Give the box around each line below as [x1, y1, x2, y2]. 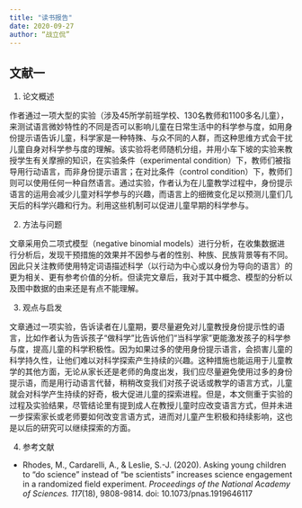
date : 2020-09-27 [9, 22, 75, 31]
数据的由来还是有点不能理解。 [32, 283, 144, 294]
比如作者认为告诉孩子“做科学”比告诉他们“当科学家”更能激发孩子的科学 [24, 333, 283, 343]
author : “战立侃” [9, 30, 70, 39]
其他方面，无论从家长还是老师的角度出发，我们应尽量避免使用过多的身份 [24, 366, 293, 378]
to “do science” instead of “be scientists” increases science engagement [22, 469, 293, 480]
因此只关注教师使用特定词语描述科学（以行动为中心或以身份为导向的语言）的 [9, 261, 293, 272]
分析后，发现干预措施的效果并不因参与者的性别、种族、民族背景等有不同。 [16, 249, 293, 261]
